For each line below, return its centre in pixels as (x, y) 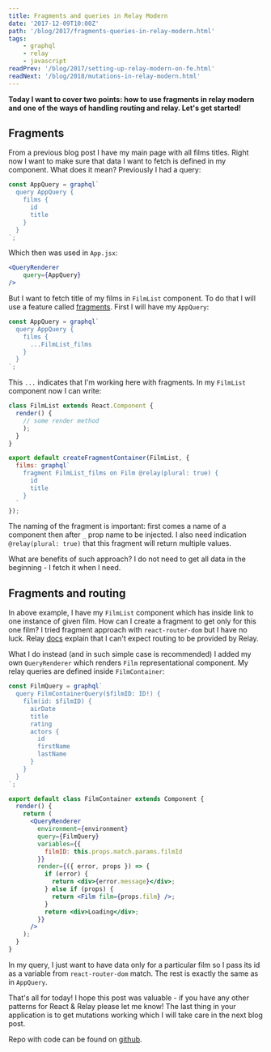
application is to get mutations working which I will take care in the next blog (135, 1015)
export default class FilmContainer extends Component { (106, 799)
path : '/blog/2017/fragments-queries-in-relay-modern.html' (112, 31)
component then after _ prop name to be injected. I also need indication (127, 535)
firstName (54, 747)
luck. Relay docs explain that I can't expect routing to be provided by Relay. (133, 639)
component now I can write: (55, 391)
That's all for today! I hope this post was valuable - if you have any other (129, 998)
